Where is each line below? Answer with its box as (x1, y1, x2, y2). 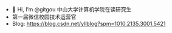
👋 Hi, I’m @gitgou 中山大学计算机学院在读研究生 (12, 6, 132, 13)
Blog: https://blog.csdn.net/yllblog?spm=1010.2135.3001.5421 (12, 20, 166, 27)
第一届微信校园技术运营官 (12, 13, 77, 20)
